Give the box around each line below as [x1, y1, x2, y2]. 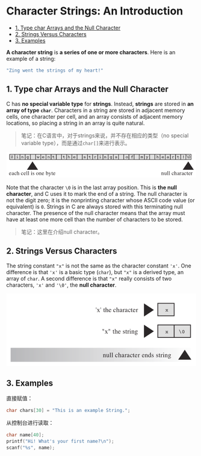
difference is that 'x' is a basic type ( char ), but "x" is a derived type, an [6, 268, 184, 275]
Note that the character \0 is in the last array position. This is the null [6, 184, 178, 191]
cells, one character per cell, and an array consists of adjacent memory [6, 113, 183, 120]
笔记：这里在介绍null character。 [20, 228, 104, 236]
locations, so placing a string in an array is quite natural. [6, 119, 145, 126]
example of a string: [6, 55, 56, 62]
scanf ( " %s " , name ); [6, 445, 55, 451]
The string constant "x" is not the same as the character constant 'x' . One [6, 262, 191, 269]
